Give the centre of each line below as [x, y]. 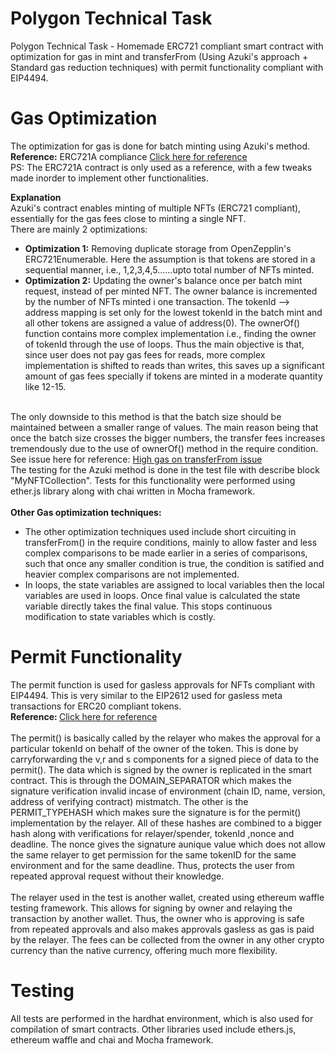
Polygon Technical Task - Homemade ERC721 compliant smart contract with [167, 46]
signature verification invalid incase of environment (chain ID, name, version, [168, 791]
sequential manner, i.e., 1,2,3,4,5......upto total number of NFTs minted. [169, 269]
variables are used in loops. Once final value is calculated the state [162, 595]
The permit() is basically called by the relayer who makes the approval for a [165, 738]
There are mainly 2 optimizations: [79, 229]
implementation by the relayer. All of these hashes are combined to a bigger [166, 823]
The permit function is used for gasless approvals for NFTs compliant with [163, 684]
